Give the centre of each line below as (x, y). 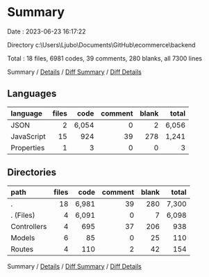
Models (23, 237)
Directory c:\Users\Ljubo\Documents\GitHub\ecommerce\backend (101, 45)
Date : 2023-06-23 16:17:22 (47, 31)
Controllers (29, 226)
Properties (28, 148)
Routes (22, 249)
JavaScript (28, 136)
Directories (32, 172)
